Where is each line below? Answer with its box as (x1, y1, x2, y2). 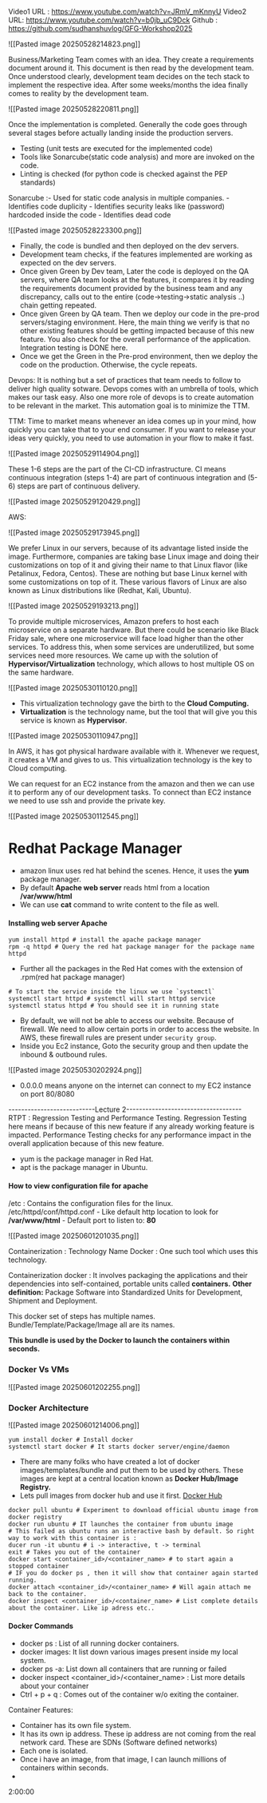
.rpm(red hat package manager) (19, 973, 125, 982)
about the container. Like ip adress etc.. (8, 1604, 155, 1612)
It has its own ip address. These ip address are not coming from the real (19, 1729, 257, 1739)
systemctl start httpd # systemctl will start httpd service (8, 995, 216, 1003)
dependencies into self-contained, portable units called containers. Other (8, 1279, 253, 1289)
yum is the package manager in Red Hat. (19, 1154, 154, 1164)
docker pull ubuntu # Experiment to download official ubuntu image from (8, 1506, 259, 1514)
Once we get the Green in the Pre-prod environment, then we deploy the (19, 352, 258, 360)
